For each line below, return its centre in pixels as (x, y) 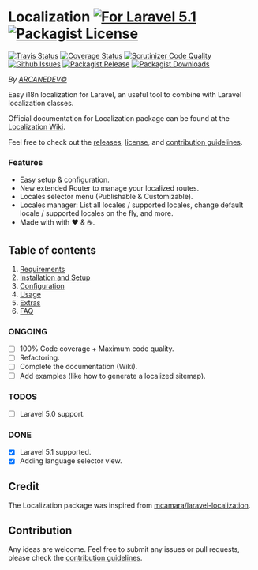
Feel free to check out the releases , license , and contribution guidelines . (125, 142)
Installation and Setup (55, 277)
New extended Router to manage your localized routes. (109, 188)
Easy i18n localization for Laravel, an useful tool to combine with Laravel (125, 94)
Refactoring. (40, 358)
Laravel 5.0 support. (52, 413)
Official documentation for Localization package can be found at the (119, 118)
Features (26, 162)
